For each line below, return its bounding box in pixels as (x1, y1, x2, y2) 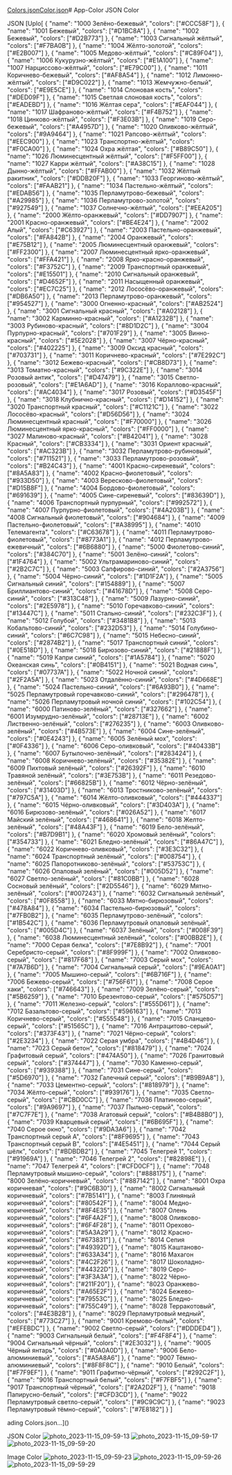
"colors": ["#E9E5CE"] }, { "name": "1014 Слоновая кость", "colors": (7, 86, 203, 94)
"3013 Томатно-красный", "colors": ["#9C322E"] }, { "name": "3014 (7, 366, 203, 374)
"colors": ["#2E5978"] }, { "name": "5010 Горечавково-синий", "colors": (7, 602, 215, 610)
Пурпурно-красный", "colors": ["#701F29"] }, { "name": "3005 (7, 329, 187, 337)
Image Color (7, 1453, 43, 1461)
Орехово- (166, 1221, 195, 1229)
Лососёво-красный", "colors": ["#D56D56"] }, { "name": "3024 (7, 410, 190, 418)
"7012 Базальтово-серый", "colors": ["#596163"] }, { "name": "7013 (7, 1007, 202, 1015)
